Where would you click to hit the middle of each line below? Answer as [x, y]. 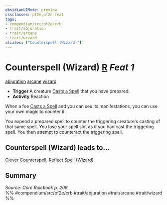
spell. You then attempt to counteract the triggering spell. [64, 132]
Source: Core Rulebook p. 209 [36, 188]
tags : [11, 19]
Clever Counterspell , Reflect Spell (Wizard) [49, 160]
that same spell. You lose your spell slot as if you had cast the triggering [79, 127]
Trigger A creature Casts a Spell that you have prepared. [71, 91]
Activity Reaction [31, 96]
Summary [21, 176]
